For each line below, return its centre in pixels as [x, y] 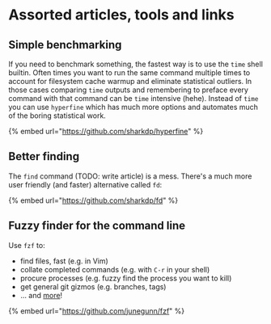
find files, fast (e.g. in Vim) [64, 261]
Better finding [44, 156]
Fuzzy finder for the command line [97, 226]
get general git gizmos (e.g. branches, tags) [93, 286]
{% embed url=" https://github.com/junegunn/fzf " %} [97, 311]
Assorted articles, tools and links [121, 15]
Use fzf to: [27, 245]
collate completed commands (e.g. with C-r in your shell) [115, 269]
